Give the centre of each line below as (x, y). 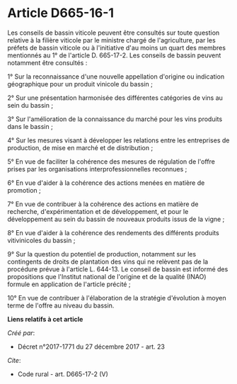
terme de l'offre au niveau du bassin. (61, 305)
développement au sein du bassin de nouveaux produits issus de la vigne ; (116, 219)
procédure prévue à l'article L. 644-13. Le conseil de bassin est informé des (118, 269)
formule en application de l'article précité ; (69, 284)
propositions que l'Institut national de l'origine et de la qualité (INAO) (107, 276)
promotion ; (24, 190)
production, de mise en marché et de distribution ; (80, 147)
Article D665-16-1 (61, 13)
